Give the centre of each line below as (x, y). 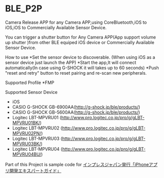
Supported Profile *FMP (30, 83)
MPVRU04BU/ (27, 154)
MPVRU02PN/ (27, 133)
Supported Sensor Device (31, 92)
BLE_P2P (24, 9)
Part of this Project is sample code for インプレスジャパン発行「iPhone (77, 164)
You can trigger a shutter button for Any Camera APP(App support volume (81, 37)
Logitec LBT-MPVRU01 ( (37, 117)
